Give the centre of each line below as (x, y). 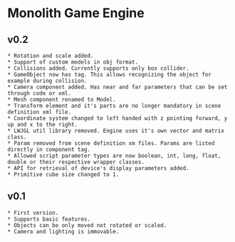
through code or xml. (40, 94)
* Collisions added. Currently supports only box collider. (99, 69)
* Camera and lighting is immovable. (63, 231)
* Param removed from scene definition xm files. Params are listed (111, 143)
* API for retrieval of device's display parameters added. (99, 168)
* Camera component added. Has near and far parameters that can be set (117, 87)
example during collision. (47, 81)
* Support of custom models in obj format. (73, 62)
